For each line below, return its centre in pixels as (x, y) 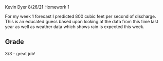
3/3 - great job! (20, 53)
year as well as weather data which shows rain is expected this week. (75, 27)
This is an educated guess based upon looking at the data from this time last (81, 22)
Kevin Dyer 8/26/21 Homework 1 (37, 7)
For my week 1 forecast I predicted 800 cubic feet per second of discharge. (81, 16)
